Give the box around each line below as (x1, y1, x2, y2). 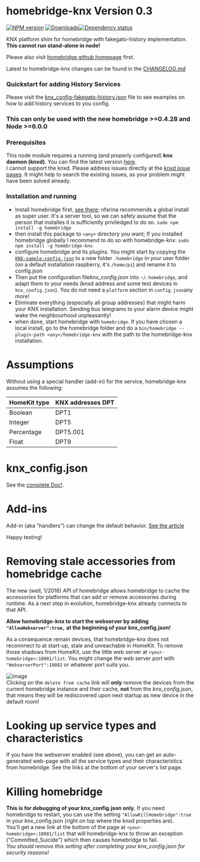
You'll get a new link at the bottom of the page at (6, 824, 126, 831)
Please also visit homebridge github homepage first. (6, 53, 135, 60)
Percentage (9, 427, 42, 436)
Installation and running (6, 192, 77, 201)
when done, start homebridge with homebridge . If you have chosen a (14, 318, 183, 325)
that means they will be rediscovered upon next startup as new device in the (6, 692, 194, 699)
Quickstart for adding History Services (6, 80, 121, 88)
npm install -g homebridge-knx (14, 243, 93, 249)
